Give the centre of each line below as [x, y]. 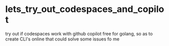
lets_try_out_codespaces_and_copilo [85, 9]
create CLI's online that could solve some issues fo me [62, 39]
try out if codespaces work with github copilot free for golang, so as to [79, 33]
